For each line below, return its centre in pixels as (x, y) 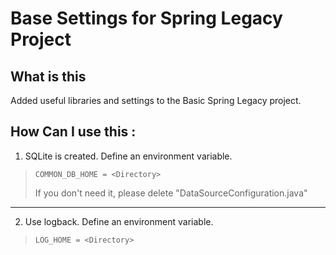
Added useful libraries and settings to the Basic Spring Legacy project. (156, 100)
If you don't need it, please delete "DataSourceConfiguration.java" (171, 193)
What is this (48, 76)
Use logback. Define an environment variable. (119, 221)
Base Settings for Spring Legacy (146, 18)
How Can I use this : (73, 132)
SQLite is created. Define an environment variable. (128, 156)
